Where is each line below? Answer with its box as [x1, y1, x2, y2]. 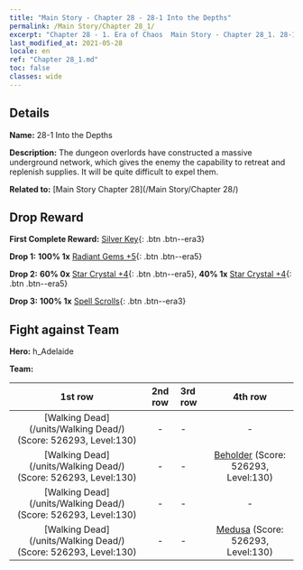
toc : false [9, 64, 50, 73]
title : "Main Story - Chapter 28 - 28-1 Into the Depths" [9, 13, 232, 23]
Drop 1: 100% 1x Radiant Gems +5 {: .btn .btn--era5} [9, 251, 203, 262]
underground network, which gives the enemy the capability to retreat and [9, 156, 286, 167]
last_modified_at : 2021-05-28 [9, 38, 124, 48]
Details [9, 106, 50, 121]
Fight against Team [9, 322, 120, 337]
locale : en [9, 47, 50, 56]
